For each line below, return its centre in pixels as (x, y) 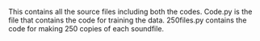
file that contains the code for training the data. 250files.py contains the (128, 20)
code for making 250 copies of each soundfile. (86, 29)
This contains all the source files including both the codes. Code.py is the (130, 12)
